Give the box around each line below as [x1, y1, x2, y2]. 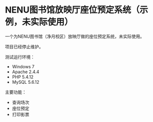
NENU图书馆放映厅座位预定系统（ [5, 4, 140, 15]
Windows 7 [12, 63, 35, 69]
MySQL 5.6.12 [12, 79, 40, 85]
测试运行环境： [5, 54, 35, 60]
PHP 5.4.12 [12, 74, 34, 80]
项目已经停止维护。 [5, 44, 44, 49]
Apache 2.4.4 [12, 69, 40, 75]
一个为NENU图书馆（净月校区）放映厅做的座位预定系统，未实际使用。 [5, 33, 144, 39]
